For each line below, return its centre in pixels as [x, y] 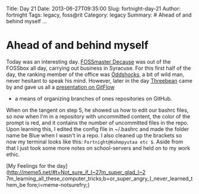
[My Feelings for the [31, 165]
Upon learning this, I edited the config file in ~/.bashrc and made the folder [97, 129]
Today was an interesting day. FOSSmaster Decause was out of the [89, 61]
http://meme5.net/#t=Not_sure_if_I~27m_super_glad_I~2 [77, 172]
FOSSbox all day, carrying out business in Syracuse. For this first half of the [99, 68]
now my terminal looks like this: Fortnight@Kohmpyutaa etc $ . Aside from [95, 142]
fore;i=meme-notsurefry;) [59, 184]
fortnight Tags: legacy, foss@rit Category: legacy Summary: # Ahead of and [99, 15]
